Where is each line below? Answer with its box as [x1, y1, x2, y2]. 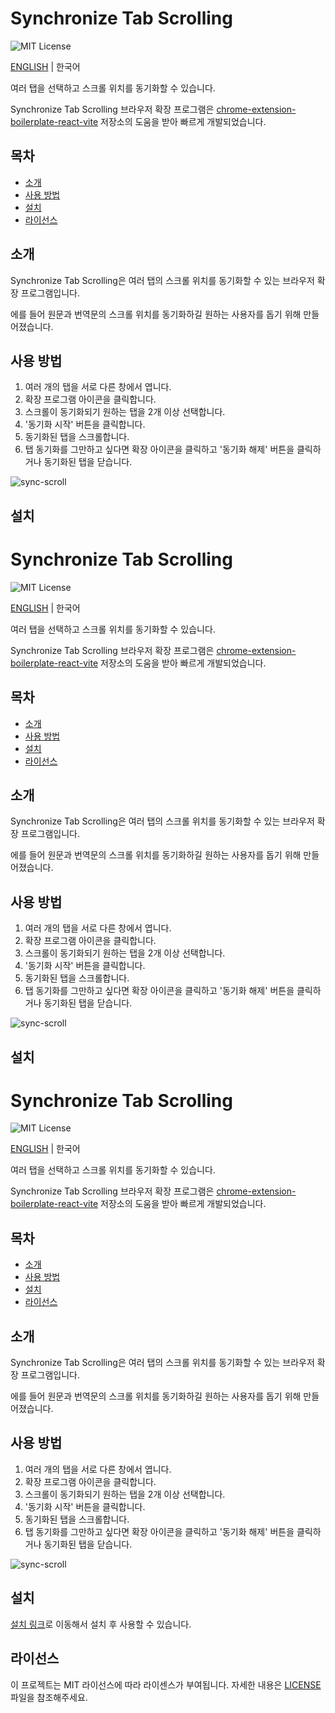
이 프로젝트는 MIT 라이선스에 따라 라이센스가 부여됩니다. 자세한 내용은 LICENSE [10, 1678, 322, 1691]
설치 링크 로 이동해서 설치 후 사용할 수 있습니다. [10, 1618, 192, 1630]
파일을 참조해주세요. [10, 1691, 88, 1703]
